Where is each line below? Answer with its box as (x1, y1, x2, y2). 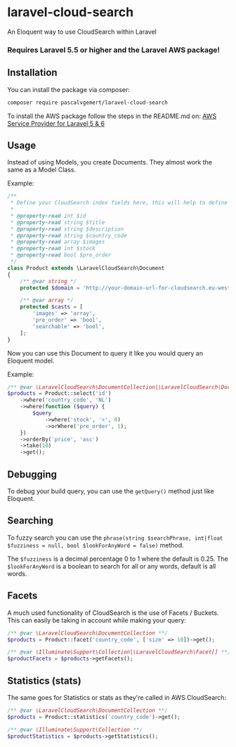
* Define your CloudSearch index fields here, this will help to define (10, 200, 228, 207)
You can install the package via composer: (7, 85, 130, 93)
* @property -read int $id (10, 212, 86, 219)
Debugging (7, 468, 58, 480)
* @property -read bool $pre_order (10, 252, 112, 259)
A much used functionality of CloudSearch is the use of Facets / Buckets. (7, 609, 219, 617)
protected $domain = (20, 284, 80, 292)
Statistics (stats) (7, 675, 82, 687)
